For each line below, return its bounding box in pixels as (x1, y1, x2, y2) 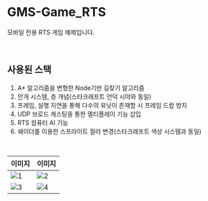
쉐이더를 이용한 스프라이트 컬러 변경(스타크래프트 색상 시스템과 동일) (17, 127, 202, 136)
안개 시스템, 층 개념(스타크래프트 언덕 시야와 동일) (17, 92, 152, 101)
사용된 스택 (7, 64, 52, 76)
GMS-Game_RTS (7, 4, 106, 20)
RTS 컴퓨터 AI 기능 (17, 118, 69, 127)
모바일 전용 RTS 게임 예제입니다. (7, 28, 95, 36)
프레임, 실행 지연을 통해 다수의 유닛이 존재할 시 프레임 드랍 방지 (17, 101, 187, 109)
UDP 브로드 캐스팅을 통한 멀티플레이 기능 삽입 (17, 109, 141, 118)
